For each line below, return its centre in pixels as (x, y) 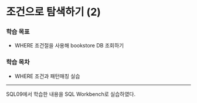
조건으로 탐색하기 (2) (54, 12)
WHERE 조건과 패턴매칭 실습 (47, 76)
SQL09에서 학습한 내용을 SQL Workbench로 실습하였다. (71, 94)
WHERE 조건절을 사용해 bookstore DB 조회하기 (69, 46)
